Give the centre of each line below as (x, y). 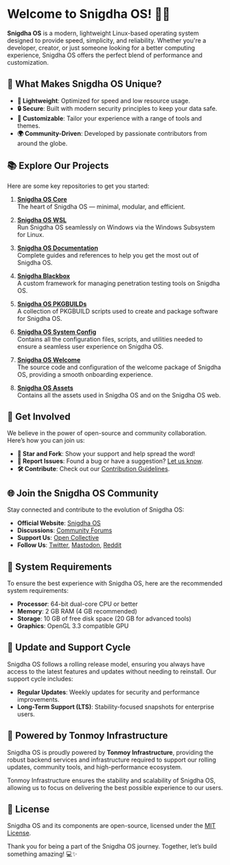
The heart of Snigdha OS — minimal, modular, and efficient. (101, 207)
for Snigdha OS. (39, 318)
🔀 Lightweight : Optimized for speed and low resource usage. (104, 101)
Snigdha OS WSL (42, 220)
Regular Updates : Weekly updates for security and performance (108, 692)
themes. (28, 125)
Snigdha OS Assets (45, 388)
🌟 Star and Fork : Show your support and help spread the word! (106, 454)
